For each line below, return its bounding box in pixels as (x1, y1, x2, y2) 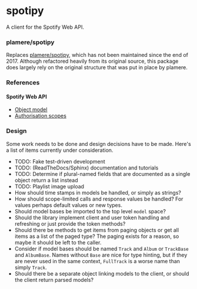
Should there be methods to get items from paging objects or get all (14, 226, 179, 233)
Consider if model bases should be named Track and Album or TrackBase (14, 245, 189, 252)
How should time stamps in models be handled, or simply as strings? (14, 189, 181, 196)
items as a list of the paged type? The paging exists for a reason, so (14, 233, 179, 240)
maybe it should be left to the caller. (14, 239, 102, 246)
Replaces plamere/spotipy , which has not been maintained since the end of (6, 52, 188, 59)
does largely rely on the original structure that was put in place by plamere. (6, 64, 188, 71)
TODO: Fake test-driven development (14, 158, 106, 165)
